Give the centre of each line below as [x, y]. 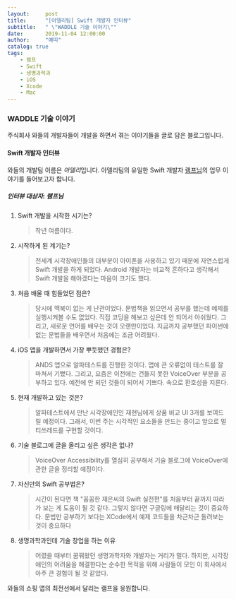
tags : [15, 54]
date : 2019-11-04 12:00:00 [56, 34]
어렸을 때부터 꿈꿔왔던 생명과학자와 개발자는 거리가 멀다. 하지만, [122, 555]
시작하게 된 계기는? [44, 245]
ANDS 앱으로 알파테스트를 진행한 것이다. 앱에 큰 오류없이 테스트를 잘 [129, 364]
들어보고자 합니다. [50, 179]
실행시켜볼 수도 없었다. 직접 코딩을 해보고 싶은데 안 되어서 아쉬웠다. [127, 317]
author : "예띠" [35, 40]
